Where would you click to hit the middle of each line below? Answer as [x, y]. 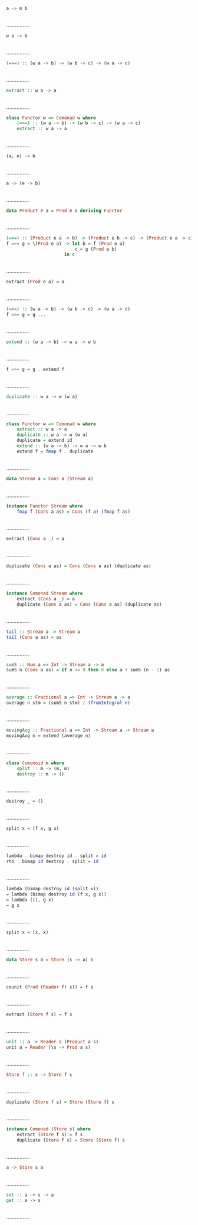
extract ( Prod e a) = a [35, 282]
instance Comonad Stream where [44, 594]
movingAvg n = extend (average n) [49, 736]
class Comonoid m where [35, 763]
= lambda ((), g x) [30, 900]
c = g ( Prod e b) [96, 249]
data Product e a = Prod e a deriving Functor [64, 211]
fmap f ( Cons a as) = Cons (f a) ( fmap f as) [74, 512]
